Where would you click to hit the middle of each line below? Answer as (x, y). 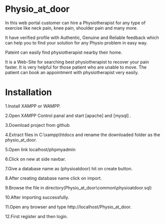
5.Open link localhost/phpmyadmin (40, 149)
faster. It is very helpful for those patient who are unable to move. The (76, 67)
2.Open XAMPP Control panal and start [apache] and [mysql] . (68, 115)
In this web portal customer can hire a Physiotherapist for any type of (75, 23)
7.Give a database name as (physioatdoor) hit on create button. (69, 168)
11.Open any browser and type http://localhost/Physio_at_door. (68, 207)
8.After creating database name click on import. (53, 178)
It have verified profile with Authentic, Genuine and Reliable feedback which (82, 37)
